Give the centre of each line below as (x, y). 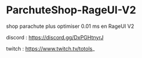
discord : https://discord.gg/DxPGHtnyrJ (55, 37)
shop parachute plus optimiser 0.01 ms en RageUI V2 (70, 26)
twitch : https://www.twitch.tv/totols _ (50, 48)
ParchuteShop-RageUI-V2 (71, 10)
